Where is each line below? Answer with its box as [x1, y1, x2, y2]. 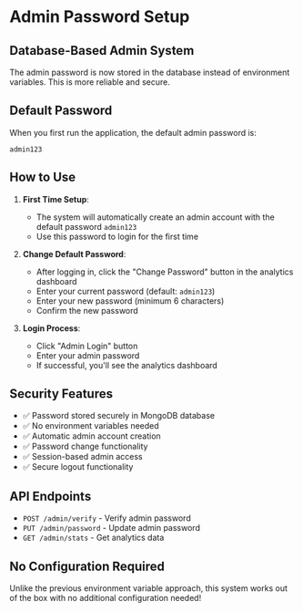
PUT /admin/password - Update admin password [22, 523, 200, 534]
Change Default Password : [22, 248, 126, 259]
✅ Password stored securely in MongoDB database [22, 410, 216, 421]
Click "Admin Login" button [35, 340, 138, 351]
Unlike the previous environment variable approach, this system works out [9, 583, 288, 594]
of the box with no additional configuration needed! [9, 593, 202, 604]
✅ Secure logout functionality [22, 462, 134, 472]
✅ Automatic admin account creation [22, 430, 161, 441]
